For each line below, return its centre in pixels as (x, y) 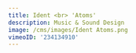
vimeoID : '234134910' (44, 37)
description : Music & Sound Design (66, 23)
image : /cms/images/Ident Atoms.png (68, 30)
